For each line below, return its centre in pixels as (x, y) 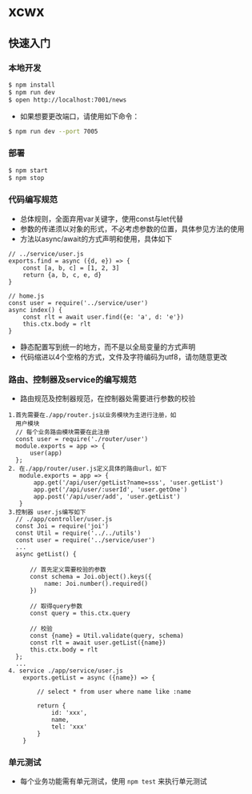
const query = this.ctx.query (80, 614)
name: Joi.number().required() (96, 584)
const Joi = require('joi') (62, 527)
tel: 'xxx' (69, 727)
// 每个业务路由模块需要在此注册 (63, 432)
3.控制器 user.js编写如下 (47, 512)
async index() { (35, 310)
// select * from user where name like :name (114, 692)
